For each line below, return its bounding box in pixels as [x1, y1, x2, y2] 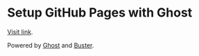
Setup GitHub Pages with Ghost [7, 5, 193, 21]
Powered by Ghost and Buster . [7, 41, 94, 49]
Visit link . [7, 28, 33, 36]
